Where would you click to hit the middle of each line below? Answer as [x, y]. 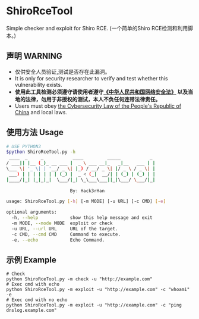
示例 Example [31, 260]
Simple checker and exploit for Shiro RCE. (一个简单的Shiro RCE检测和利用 [97, 28]
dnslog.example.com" [32, 311]
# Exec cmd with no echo [37, 300]
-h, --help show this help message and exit [82, 218]
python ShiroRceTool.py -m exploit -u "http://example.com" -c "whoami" [98, 290]
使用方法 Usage [35, 132]
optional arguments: [32, 212]
